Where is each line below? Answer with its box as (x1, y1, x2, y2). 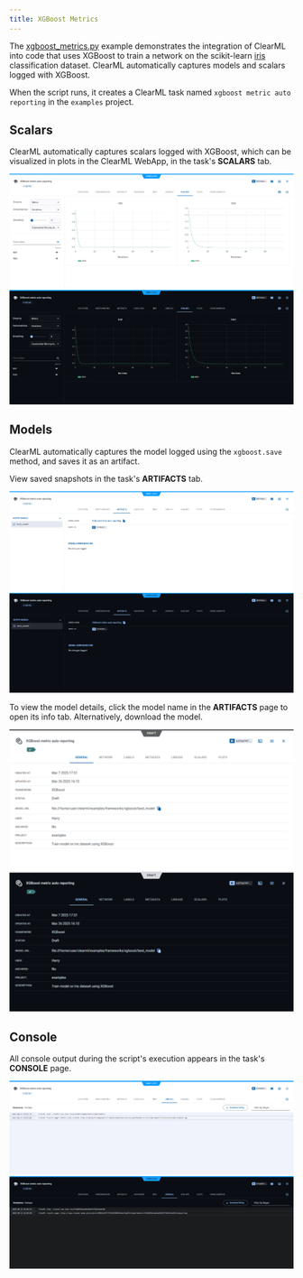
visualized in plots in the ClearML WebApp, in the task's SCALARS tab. (9, 156, 272, 167)
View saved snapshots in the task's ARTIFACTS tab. (9, 473, 203, 484)
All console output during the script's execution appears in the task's (9, 1052, 265, 1064)
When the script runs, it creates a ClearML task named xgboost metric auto (9, 87, 291, 97)
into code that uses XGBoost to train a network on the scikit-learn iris (9, 50, 266, 60)
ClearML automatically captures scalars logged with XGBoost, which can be (9, 146, 291, 157)
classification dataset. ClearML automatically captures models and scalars (9, 60, 286, 70)
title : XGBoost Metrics (9, 14, 99, 23)
